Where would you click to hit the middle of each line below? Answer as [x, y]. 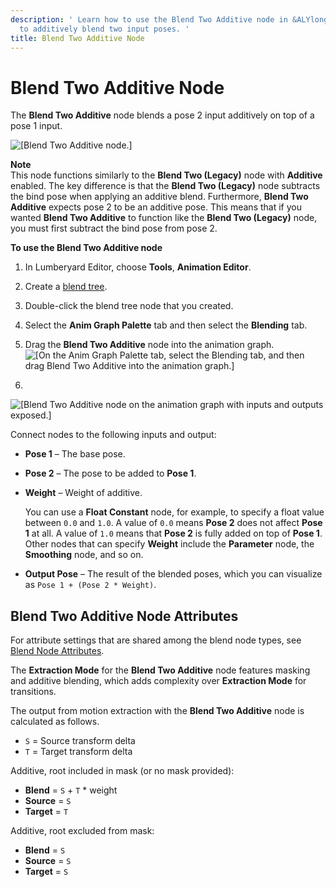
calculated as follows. [55, 722]
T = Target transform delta [78, 752]
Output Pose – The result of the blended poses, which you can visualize [173, 574]
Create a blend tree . [66, 287]
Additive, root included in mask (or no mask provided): [122, 771]
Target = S [46, 872]
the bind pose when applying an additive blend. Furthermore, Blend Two [159, 197]
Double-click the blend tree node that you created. [129, 306]
